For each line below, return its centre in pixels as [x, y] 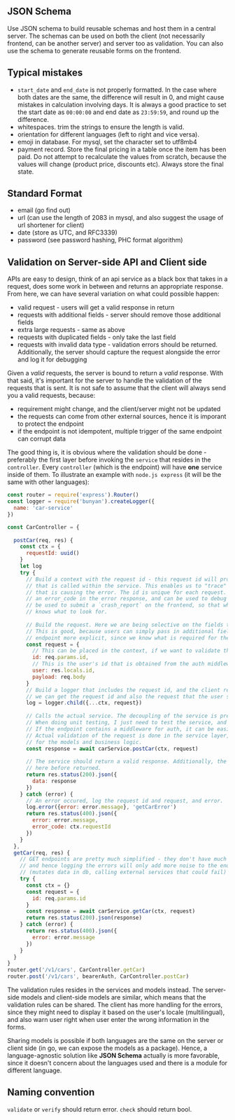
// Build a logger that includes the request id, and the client [123, 690]
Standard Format [45, 194]
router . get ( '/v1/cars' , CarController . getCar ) [76, 970]
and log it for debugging [52, 359]
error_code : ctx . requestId [72, 827]
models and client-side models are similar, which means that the [113, 997]
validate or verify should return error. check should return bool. [100, 1109]
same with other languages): [48, 482]
